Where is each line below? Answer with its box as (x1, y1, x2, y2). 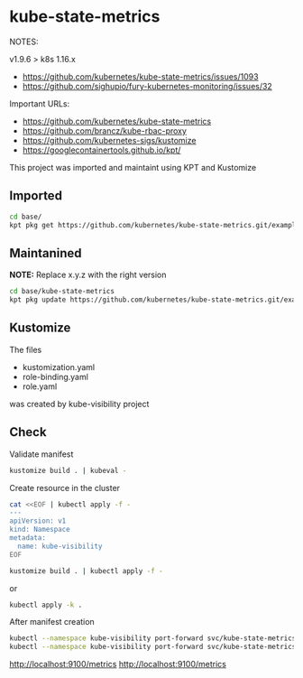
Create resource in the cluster (9, 482, 120, 493)
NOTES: (9, 36, 39, 47)
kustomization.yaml (22, 361, 96, 372)
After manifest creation (9, 617, 95, 627)
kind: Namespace (9, 525, 70, 534)
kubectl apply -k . (9, 600, 83, 609)
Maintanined (9, 246, 83, 261)
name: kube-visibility (17, 542, 103, 551)
